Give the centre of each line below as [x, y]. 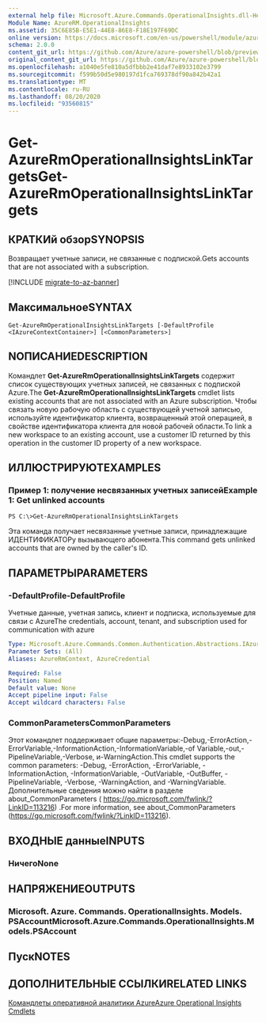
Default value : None [42, 688]
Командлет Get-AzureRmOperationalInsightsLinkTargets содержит [122, 375]
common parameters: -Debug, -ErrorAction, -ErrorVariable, [104, 766]
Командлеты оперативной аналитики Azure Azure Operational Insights [125, 1003]
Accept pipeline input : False [58, 695]
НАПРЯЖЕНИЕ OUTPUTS [72, 889]
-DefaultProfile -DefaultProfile [66, 595]
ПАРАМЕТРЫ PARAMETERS [78, 573]
